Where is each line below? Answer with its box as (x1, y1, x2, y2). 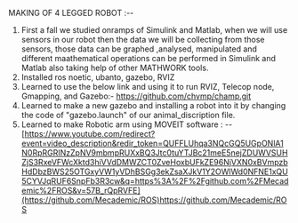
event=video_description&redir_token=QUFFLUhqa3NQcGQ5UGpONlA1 (20, 138, 284, 148)
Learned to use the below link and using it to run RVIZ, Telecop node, (20, 82, 275, 92)
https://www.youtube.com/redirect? (24, 129, 156, 139)
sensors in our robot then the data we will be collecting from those (20, 35, 265, 44)
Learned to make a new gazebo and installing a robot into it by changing (20, 100, 286, 110)
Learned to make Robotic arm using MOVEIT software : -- (20, 119, 233, 130)
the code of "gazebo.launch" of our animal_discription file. (20, 110, 236, 120)
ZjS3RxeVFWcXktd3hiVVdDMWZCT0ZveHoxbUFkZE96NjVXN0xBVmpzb (20, 157, 288, 167)
